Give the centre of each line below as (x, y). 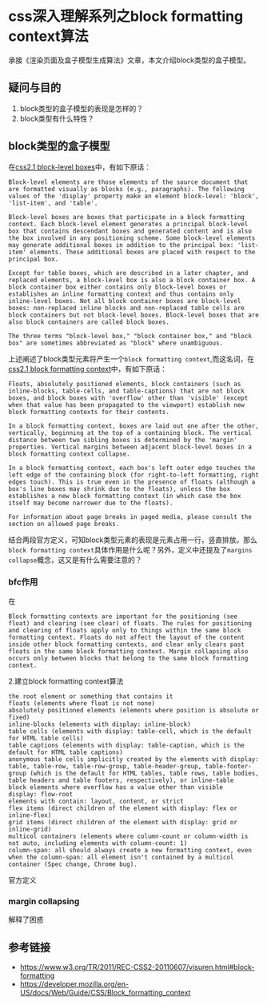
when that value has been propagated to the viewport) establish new (127, 405)
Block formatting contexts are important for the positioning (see (123, 616)
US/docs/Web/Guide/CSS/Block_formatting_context (105, 992)
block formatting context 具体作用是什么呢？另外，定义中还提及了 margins (130, 549)
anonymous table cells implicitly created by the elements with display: (134, 759)
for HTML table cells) (46, 738)
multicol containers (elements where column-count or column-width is (128, 836)
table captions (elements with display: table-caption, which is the (127, 745)
